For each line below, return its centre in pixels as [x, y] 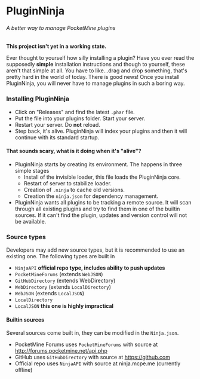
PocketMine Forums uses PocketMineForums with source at [86, 344]
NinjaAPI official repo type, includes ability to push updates [90, 268]
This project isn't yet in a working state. [56, 47]
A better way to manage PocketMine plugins [61, 27]
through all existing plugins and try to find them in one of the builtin [97, 209]
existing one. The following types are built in [61, 256]
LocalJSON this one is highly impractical [64, 306]
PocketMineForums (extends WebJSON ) [59, 274]
